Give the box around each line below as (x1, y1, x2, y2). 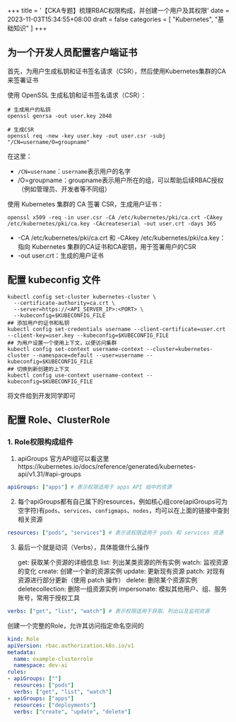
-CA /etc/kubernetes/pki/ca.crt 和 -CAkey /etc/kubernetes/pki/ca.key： (17, 233, 226, 242)
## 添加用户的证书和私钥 (7, 319, 70, 326)
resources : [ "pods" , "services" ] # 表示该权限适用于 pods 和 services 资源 (7, 529, 224, 537)
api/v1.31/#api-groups (17, 470, 81, 479)
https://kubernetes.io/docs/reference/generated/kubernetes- (17, 462, 196, 471)
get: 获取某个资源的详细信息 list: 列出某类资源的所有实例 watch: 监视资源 (17, 558, 228, 567)
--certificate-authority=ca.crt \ (13, 299, 115, 306)
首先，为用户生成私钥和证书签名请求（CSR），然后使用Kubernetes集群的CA (7, 67, 226, 75)
